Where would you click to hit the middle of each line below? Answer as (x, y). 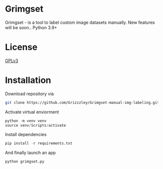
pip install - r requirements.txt (39, 144)
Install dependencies (26, 135)
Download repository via (30, 94)
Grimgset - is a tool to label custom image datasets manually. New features (80, 22)
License (21, 47)
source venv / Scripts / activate (36, 125)
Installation (28, 80)
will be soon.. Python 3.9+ (31, 27)
